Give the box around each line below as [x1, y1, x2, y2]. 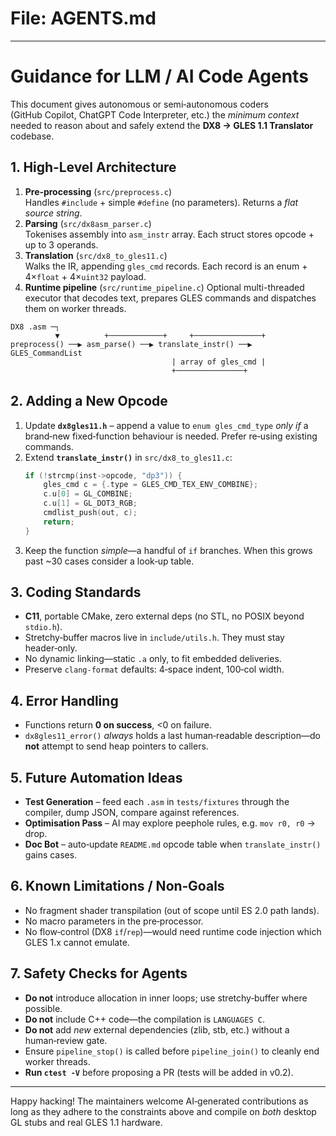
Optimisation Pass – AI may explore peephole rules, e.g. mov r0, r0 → [24, 817, 316, 829]
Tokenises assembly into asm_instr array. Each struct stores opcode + [24, 228, 315, 240]
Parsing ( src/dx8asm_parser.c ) [24, 217, 152, 229]
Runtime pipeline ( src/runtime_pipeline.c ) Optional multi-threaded [24, 281, 305, 293]
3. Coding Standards [10, 584, 142, 601]
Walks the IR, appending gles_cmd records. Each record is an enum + [24, 260, 308, 272]
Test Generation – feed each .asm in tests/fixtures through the [24, 796, 290, 808]
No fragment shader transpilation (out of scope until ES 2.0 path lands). [24, 904, 320, 916]
